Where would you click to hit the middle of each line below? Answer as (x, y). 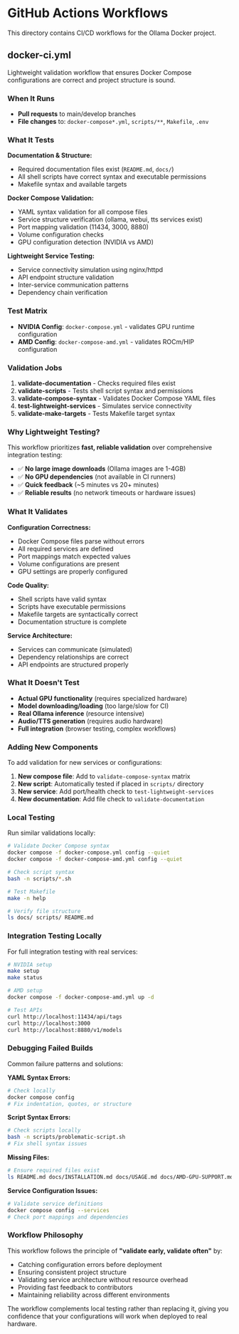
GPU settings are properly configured (73, 571)
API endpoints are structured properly (73, 665)
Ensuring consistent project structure (72, 1272)
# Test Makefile (31, 892)
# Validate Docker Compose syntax (59, 846)
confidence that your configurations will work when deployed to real (107, 1316)
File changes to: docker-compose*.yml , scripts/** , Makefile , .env (113, 122)
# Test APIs (25, 1010)
